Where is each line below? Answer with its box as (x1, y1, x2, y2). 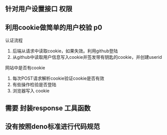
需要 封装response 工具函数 (5, 104, 91, 112)
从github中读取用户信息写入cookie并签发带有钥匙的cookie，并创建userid (12, 54, 162, 60)
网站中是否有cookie (5, 65, 46, 71)
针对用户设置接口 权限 (5, 4, 72, 13)
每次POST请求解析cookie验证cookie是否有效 (12, 75, 105, 81)
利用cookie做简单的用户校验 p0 (5, 23, 102, 31)
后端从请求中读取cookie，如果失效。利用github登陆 (12, 48, 118, 54)
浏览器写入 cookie (12, 88, 50, 94)
